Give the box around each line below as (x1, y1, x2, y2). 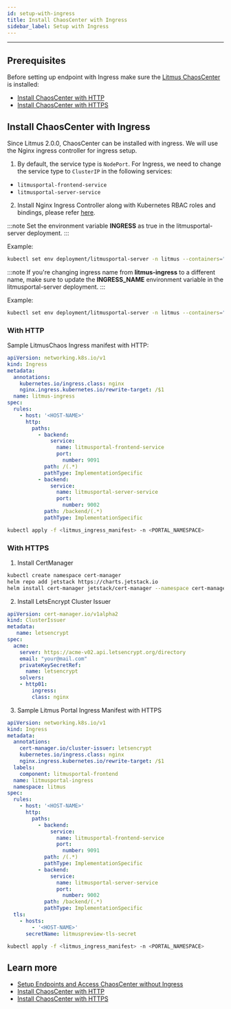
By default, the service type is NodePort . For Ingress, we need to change (16, 160, 221, 168)
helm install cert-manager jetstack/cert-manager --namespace (7, 585, 189, 592)
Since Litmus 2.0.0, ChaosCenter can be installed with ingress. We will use (7, 139, 219, 147)
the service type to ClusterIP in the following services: (16, 167, 173, 175)
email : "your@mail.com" (19, 655, 88, 662)
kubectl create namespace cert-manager (7, 572, 122, 578)
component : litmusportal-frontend (19, 770, 118, 777)
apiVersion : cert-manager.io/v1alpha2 (7, 610, 118, 618)
